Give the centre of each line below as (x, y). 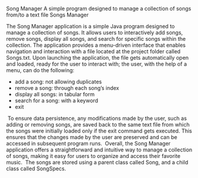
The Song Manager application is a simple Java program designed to (91, 26)
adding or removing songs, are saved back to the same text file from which (98, 124)
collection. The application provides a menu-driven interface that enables (96, 45)
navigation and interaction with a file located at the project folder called (93, 51)
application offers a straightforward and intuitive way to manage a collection (99, 150)
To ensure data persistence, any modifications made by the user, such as (97, 118)
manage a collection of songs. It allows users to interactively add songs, (95, 33)
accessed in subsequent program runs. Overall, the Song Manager (88, 143)
